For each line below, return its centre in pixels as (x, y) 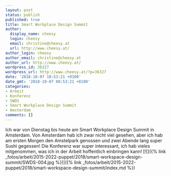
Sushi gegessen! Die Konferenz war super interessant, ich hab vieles (78, 146)
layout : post (19, 10)
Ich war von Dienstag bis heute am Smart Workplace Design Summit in (80, 129)
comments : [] (19, 115)
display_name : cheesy (33, 34)
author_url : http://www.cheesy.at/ (43, 63)
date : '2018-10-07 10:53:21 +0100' (43, 77)
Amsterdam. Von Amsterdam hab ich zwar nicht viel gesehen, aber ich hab (84, 135)
